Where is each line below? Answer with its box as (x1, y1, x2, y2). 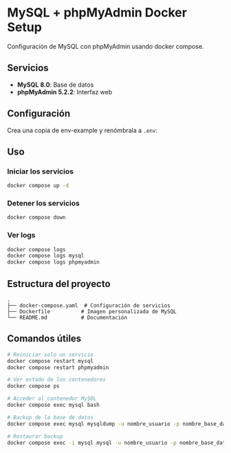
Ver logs (7, 231, 36, 240)
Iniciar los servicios (7, 167, 74, 176)
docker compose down (7, 214, 67, 221)
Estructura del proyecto (7, 277, 111, 290)
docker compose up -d (7, 182, 69, 189)
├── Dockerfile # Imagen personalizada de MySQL (7, 308, 177, 315)
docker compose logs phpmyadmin (7, 259, 100, 266)
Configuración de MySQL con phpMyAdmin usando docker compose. (7, 42, 204, 50)
